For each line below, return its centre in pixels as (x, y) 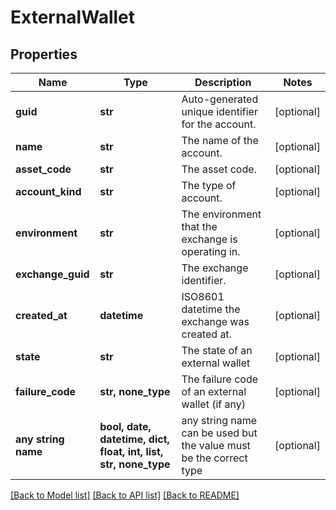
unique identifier (219, 111)
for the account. (219, 124)
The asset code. (219, 169)
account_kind (48, 191)
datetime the (211, 309)
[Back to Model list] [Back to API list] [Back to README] (125, 495)
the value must (216, 445)
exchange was (215, 321)
